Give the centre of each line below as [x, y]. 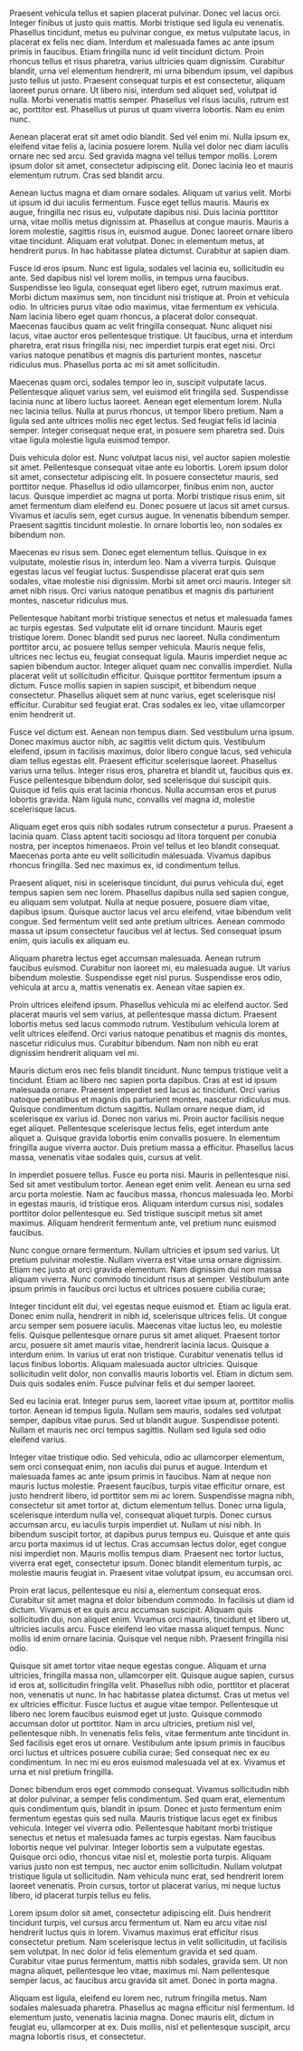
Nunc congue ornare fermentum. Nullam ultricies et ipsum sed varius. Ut [145, 1250]
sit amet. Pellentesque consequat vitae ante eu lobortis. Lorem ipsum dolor [149, 467]
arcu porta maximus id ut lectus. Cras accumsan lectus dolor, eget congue [148, 1544]
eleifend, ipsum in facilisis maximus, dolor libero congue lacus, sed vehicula [151, 751]
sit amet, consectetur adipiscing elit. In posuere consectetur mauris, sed [144, 477]
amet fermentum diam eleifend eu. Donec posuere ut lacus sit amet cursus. [150, 506]
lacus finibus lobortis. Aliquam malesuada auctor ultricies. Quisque [133, 1364]
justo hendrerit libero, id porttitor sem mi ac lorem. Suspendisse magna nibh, [152, 1495]
